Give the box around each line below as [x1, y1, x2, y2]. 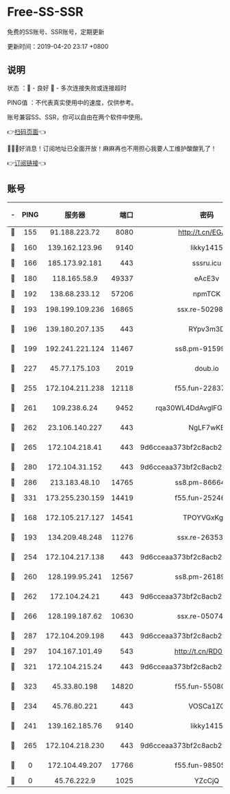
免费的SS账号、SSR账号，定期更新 [7, 27, 105, 36]
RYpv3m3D [188, 324, 225, 333]
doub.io [194, 363, 219, 373]
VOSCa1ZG [188, 701, 226, 710]
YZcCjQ [194, 775, 220, 785]
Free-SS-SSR [7, 4, 84, 20]
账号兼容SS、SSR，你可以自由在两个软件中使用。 [7, 112, 146, 121]
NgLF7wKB [188, 422, 225, 432]
